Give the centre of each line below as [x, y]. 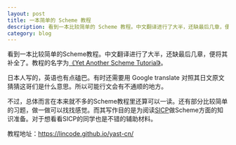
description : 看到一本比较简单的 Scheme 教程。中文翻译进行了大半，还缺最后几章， [116, 27]
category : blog [29, 33]
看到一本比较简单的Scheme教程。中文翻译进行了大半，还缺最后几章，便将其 [118, 54]
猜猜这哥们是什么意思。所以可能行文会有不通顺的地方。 [87, 87]
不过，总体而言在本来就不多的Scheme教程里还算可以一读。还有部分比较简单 [118, 102]
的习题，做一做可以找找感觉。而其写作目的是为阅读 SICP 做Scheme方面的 [112, 110]
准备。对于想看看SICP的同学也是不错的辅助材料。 [85, 119]
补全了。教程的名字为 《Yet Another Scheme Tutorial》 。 [87, 63]
